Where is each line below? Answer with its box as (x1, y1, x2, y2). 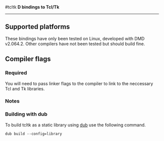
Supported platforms (5, 23, 70, 31)
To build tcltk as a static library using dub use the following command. (5, 122, 146, 128)
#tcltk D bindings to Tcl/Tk (5, 4, 60, 10)
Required (5, 70, 27, 76)
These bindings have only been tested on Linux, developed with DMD (5, 35, 145, 41)
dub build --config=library (5, 131, 62, 136)
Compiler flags (5, 55, 51, 63)
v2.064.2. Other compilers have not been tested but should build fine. (5, 41, 145, 47)
